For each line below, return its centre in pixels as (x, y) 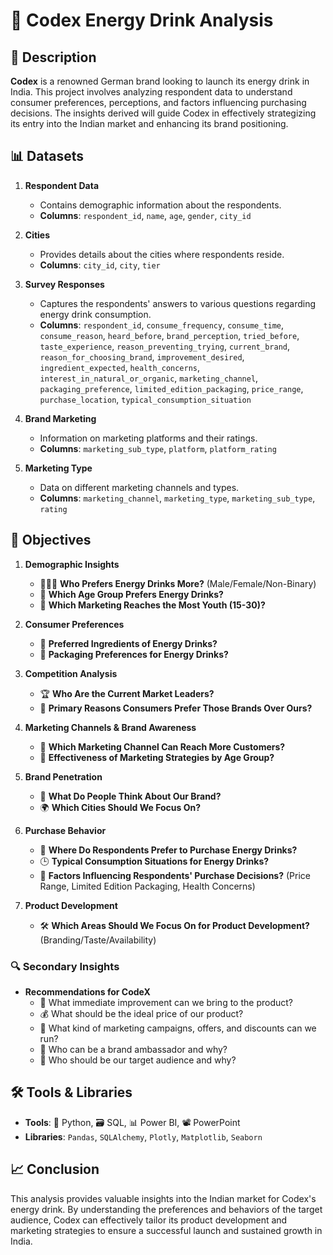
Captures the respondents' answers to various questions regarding (177, 303)
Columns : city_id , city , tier (100, 265)
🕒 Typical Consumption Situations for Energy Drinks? (154, 861)
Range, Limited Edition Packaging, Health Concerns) (147, 886)
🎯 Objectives (51, 540)
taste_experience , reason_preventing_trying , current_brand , (165, 346)
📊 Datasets (47, 156)
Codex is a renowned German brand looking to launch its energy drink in (160, 81)
